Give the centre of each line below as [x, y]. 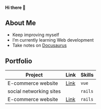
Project [34, 75]
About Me [20, 23]
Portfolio [19, 61]
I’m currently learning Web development [53, 40]
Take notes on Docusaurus [39, 46]
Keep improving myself [35, 35]
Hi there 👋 [15, 7]
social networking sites [34, 91]
